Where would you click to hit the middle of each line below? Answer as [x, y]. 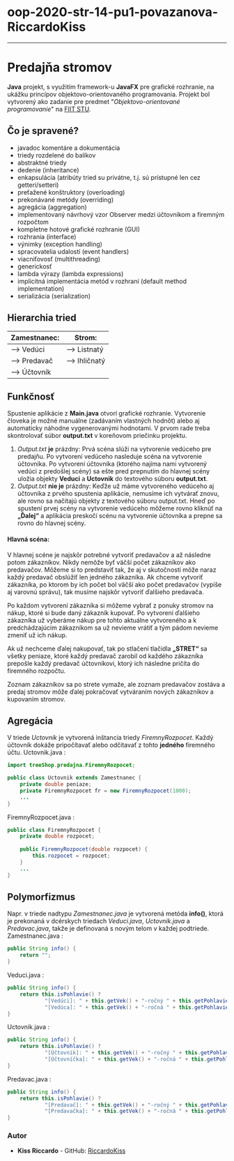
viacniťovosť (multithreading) [59, 259]
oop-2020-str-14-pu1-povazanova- [112, 12]
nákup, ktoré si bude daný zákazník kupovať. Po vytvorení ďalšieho [104, 613]
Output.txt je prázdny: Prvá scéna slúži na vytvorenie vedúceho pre [114, 449]
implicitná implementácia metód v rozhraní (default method [102, 281]
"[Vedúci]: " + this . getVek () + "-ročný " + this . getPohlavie [136, 1001]
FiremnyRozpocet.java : [41, 817]
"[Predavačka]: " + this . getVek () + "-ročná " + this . [126, 1111]
